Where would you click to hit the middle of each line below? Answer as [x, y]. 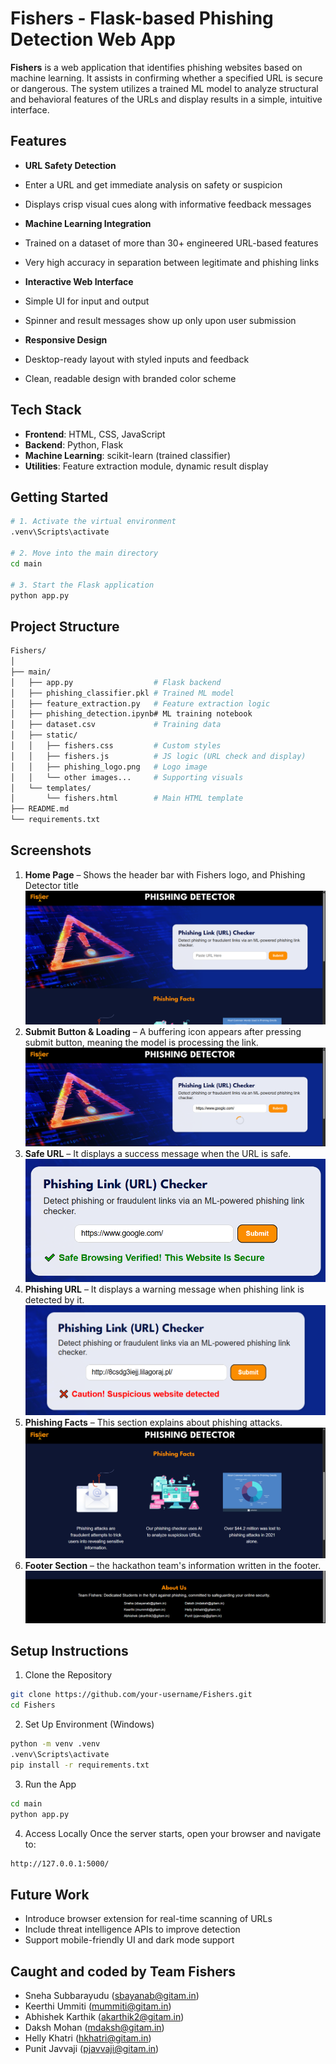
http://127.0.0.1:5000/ [60, 1863]
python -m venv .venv [55, 1744]
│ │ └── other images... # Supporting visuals [127, 777]
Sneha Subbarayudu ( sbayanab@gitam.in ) [112, 1996]
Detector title [51, 885]
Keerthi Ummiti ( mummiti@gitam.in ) [98, 2006]
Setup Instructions [69, 1651]
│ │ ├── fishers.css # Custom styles [116, 746]
